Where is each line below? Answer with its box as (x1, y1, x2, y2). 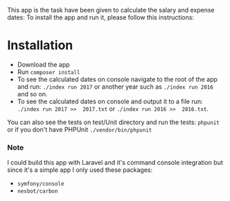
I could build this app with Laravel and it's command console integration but (7, 159, 223, 167)
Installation (7, 37, 73, 53)
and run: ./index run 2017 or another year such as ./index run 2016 (17, 82, 213, 91)
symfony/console (17, 180, 64, 188)
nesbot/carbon (17, 188, 58, 195)
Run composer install (17, 67, 80, 76)
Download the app (17, 60, 71, 69)
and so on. (17, 89, 48, 98)
